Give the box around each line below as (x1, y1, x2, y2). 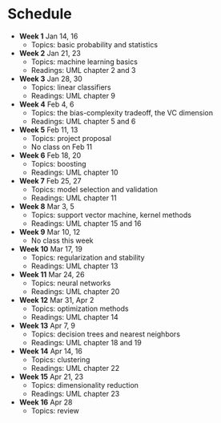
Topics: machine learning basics (30, 57, 138, 66)
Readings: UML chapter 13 (30, 261, 119, 271)
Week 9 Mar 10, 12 (18, 227, 81, 236)
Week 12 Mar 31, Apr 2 (18, 295, 94, 304)
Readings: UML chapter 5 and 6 (30, 116, 136, 126)
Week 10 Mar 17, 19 (18, 244, 83, 253)
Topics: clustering (30, 354, 90, 365)
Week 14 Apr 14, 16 (18, 346, 83, 356)
